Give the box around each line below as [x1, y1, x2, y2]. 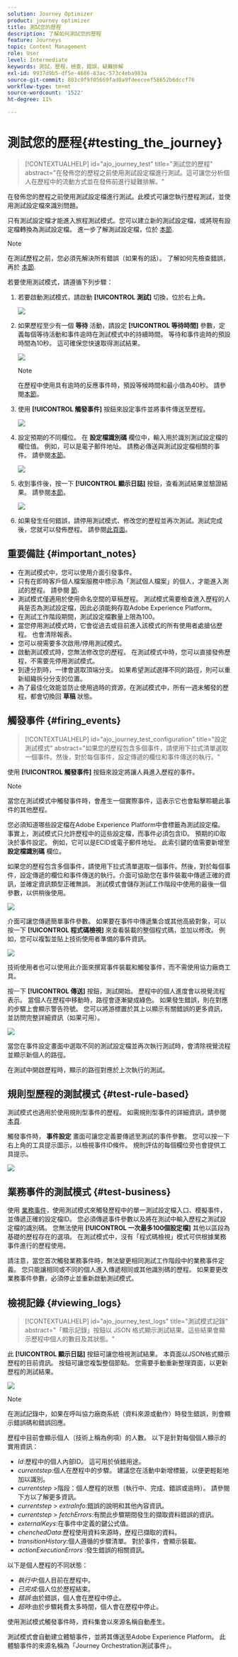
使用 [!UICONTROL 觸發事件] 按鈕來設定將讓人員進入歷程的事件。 [7, 768, 199, 776]
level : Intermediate [7, 57, 69, 64]
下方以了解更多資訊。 [17, 1493, 80, 1501]
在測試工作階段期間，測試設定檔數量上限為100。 [17, 612, 159, 620]
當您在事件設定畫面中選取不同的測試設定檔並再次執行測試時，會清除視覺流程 [7, 1042, 231, 1050]
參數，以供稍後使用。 [7, 888, 69, 896]
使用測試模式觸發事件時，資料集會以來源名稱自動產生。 [7, 1617, 169, 1626]
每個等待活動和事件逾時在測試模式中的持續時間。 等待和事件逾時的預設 [23, 330, 231, 338]
